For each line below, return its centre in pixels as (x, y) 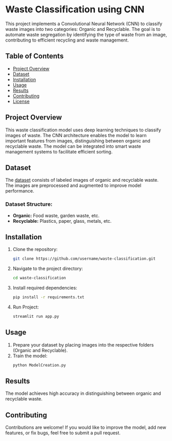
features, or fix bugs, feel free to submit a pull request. (63, 433)
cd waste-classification (39, 278)
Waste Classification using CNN (75, 9)
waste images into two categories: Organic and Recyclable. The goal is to (83, 29)
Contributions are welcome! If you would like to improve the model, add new (86, 428)
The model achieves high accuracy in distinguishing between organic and (83, 393)
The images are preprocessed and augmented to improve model (73, 185)
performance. (20, 191)
